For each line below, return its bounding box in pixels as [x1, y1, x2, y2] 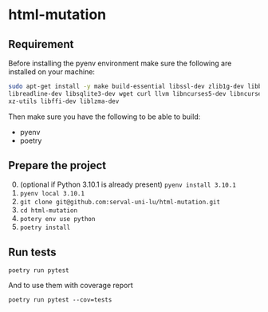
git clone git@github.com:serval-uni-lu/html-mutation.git [19, 198, 221, 207]
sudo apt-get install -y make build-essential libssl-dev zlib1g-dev [8, 82, 245, 90]
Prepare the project [8, 159, 107, 172]
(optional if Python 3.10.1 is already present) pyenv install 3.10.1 [19, 180, 237, 189]
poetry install [19, 223, 71, 232]
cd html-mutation [19, 207, 78, 215]
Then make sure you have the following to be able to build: [8, 112, 201, 121]
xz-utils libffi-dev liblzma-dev [8, 97, 120, 105]
